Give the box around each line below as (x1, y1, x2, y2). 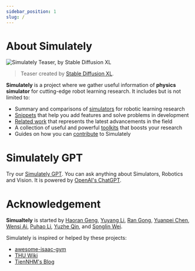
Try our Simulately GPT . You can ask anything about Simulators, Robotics (6, 170, 183, 178)
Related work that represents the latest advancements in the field (14, 118, 173, 125)
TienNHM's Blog (14, 258, 55, 265)
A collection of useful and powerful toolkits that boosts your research (14, 124, 183, 131)
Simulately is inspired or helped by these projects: (6, 235, 127, 242)
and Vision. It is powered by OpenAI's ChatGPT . (6, 177, 122, 184)
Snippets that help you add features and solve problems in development (14, 112, 189, 119)
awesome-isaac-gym (14, 246, 66, 253)
